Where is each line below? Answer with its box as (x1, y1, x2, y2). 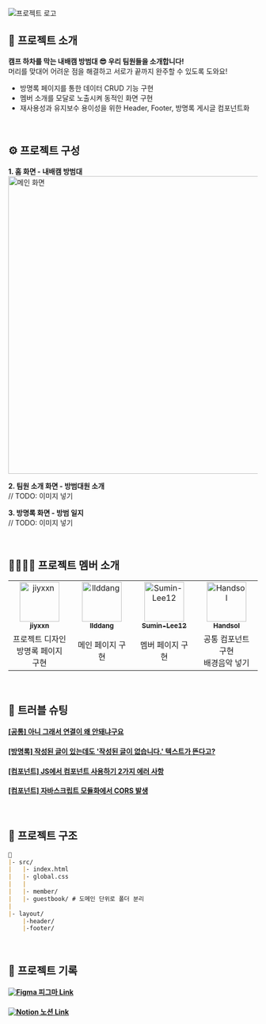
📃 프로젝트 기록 (8, 964, 78, 977)
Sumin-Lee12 (141, 622, 188, 630)
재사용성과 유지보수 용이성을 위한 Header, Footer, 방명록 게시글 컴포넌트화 (19, 103, 250, 113)
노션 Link (40, 1007, 70, 1016)
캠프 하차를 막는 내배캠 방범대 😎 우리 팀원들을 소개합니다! (8, 56, 184, 66)
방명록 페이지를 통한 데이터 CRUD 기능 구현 (19, 83, 154, 93)
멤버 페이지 (139, 640, 180, 651)
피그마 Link (38, 987, 74, 997)
